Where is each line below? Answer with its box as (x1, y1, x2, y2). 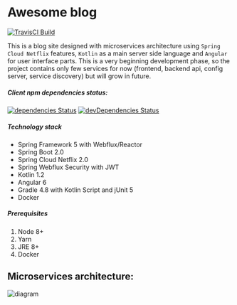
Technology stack (7, 122, 62, 131)
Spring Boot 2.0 (17, 147, 64, 156)
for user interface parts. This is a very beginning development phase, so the (7, 56, 230, 65)
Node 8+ (17, 227, 44, 235)
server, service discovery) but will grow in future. (7, 72, 152, 80)
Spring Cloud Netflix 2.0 (17, 155, 89, 164)
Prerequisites (7, 209, 48, 218)
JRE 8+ (17, 242, 40, 251)
